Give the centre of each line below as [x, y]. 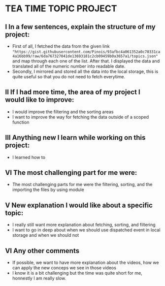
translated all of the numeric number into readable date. [69, 66]
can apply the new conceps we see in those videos [64, 268]
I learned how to [29, 157]
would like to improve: [40, 100]
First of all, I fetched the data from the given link [61, 46]
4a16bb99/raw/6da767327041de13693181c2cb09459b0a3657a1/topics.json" [85, 56]
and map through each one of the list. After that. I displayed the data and [86, 61]
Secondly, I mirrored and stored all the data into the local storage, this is [85, 71]
